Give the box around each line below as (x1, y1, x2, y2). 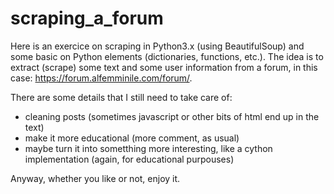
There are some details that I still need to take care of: (10, 91, 233, 103)
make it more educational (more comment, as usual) (24, 132, 240, 144)
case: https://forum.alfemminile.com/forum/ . (10, 72, 193, 84)
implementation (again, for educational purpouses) (24, 153, 235, 165)
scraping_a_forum (10, 7, 164, 30)
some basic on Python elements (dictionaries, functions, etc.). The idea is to (10, 50, 324, 62)
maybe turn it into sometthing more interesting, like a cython (24, 142, 273, 154)
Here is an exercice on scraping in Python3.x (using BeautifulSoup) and (10, 40, 305, 52)
